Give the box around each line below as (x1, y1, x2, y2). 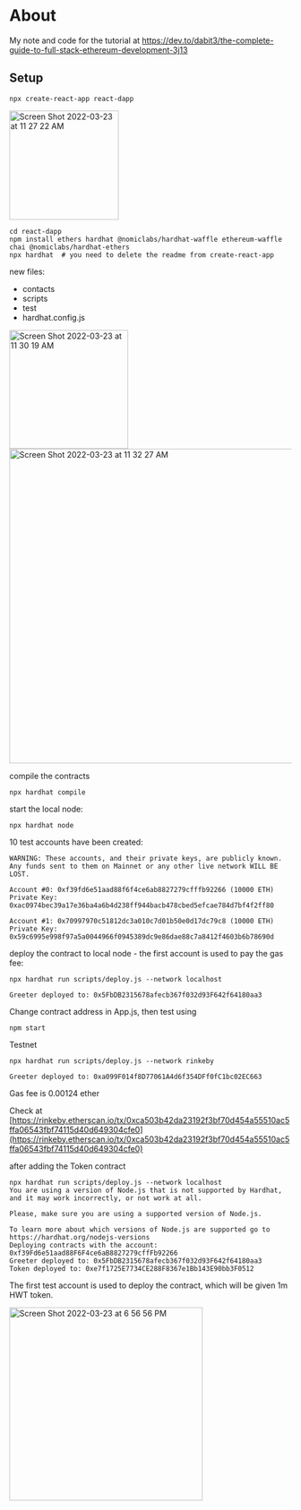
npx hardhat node (9, 820, 74, 829)
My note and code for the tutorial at (9, 35, 141, 46)
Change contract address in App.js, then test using (9, 1006, 197, 1017)
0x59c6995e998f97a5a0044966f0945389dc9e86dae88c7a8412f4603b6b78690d (9, 932, 275, 941)
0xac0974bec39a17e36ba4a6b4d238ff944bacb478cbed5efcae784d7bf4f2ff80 (9, 901, 275, 910)
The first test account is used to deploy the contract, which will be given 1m (9, 1280, 288, 1291)
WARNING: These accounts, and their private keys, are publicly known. (9, 854, 282, 862)
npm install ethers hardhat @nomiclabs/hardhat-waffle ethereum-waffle (9, 235, 282, 244)
